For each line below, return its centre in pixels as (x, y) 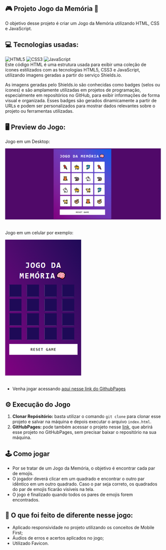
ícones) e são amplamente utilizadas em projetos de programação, (73, 90)
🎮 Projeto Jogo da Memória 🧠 (52, 9)
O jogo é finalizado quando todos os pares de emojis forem (73, 494)
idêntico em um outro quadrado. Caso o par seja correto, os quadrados (85, 484)
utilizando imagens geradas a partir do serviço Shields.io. (63, 75)
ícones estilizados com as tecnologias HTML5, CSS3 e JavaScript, (73, 69)
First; (18, 533)
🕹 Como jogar (27, 454)
